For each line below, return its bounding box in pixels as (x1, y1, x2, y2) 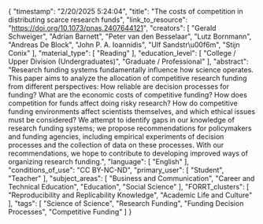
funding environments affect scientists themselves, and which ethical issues (8, 107, 256, 116)
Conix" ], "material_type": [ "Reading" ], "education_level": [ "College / (8, 49, 236, 57)
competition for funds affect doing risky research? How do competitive (8, 98, 238, 108)
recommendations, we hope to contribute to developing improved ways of (8, 149, 248, 158)
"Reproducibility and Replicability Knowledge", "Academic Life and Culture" (8, 190, 253, 200)
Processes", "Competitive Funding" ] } (8, 207, 132, 216)
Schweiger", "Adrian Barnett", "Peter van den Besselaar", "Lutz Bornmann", (8, 31, 252, 41)
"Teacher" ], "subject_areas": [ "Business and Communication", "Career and (8, 174, 255, 183)
